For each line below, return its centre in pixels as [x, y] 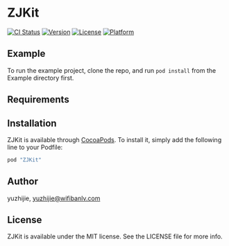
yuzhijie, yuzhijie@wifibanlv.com [54, 198]
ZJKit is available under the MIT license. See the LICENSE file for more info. [115, 236]
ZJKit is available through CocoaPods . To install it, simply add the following [114, 139]
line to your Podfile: [35, 147]
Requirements [38, 99]
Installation [32, 123]
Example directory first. [41, 78]
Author [23, 182]
